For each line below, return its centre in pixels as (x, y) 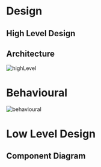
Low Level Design (51, 134)
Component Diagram (46, 156)
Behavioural (37, 93)
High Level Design (41, 33)
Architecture (31, 53)
